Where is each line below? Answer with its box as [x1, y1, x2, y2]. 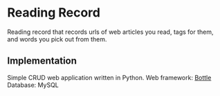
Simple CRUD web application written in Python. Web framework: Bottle [7, 73, 212, 81]
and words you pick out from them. [7, 35, 107, 43]
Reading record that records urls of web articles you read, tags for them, [7, 28, 214, 36]
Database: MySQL [7, 81, 59, 89]
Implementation [7, 55, 77, 67]
